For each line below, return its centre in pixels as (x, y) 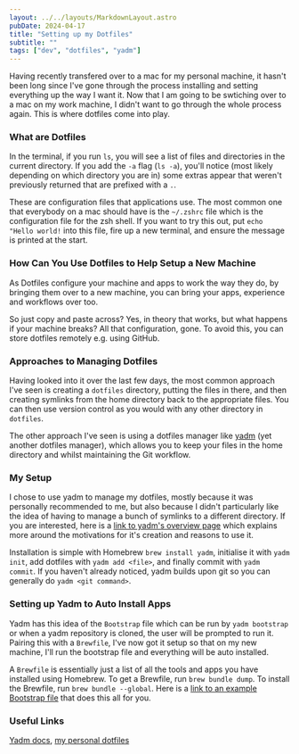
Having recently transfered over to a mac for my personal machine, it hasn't (148, 76)
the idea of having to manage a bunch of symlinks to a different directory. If (148, 516)
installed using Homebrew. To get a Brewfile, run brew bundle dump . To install (149, 678)
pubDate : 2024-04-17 (48, 26)
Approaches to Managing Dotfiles (84, 360)
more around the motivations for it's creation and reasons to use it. (131, 535)
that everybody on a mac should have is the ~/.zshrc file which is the (137, 211)
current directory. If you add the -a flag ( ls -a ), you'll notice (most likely (141, 166)
